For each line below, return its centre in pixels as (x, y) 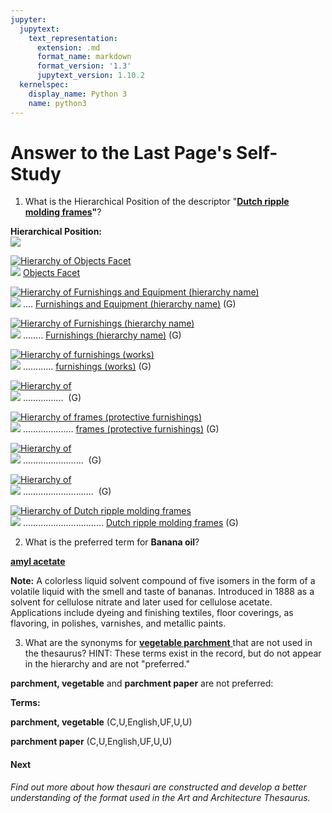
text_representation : (73, 38)
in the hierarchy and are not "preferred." (107, 664)
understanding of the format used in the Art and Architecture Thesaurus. (160, 797)
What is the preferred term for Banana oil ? (112, 542)
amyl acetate (38, 562)
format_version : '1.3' (84, 66)
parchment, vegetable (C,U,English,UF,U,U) (101, 722)
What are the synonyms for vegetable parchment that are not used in (168, 643)
